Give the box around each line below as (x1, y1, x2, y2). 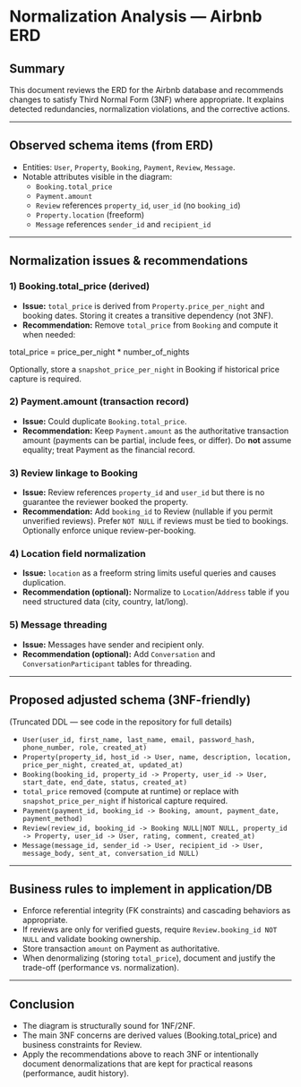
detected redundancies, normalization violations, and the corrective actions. (9, 104, 290, 114)
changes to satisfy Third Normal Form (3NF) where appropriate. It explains (9, 94, 285, 105)
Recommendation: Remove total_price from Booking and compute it (21, 320, 279, 330)
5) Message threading (9, 619, 107, 631)
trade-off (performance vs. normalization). (21, 963, 179, 973)
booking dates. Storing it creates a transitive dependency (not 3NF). (21, 310, 274, 321)
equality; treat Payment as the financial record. (21, 444, 195, 455)
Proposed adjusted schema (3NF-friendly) (9, 692, 251, 708)
